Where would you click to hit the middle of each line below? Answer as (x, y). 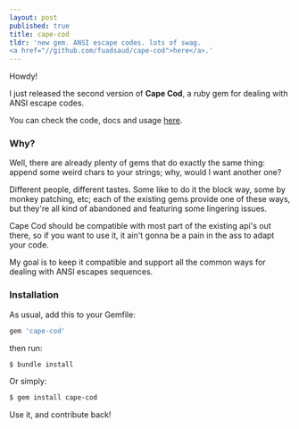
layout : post (33, 17)
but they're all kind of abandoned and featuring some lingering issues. (138, 209)
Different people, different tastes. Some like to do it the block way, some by (147, 189)
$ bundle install (42, 364)
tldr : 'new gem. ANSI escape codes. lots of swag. (105, 42)
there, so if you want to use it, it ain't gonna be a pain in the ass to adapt (142, 236)
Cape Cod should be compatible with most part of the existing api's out (140, 226)
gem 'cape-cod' (37, 331)
